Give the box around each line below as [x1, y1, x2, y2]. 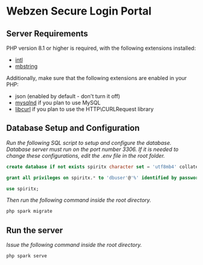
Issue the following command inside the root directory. [6, 241, 142, 249]
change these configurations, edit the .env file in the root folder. [6, 152, 165, 159]
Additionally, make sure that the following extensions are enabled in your [6, 75, 187, 81]
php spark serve [6, 253, 47, 259]
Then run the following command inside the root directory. [6, 196, 152, 204]
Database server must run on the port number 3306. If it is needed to [6, 146, 179, 153]
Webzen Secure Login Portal [6, 4, 152, 18]
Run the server [6, 225, 63, 235]
